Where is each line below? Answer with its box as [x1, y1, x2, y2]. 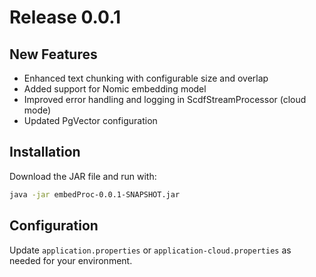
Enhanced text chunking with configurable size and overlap [23, 72, 269, 84]
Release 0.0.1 [9, 6, 122, 29]
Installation [9, 144, 81, 161]
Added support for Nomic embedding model [23, 83, 207, 95]
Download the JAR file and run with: [9, 170, 157, 182]
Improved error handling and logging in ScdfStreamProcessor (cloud [23, 94, 307, 105]
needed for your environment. [9, 254, 133, 266]
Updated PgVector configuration [23, 115, 158, 126]
